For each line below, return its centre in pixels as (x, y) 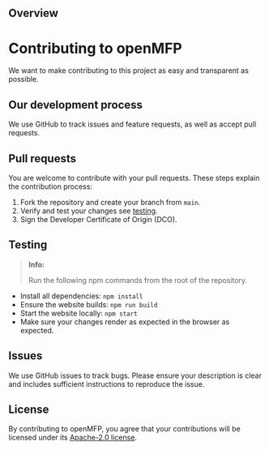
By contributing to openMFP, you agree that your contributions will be (124, 429)
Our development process (76, 105)
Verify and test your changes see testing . (89, 211)
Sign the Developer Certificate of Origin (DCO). (98, 219)
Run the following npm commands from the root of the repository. (138, 280)
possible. (23, 79)
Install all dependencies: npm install (81, 296)
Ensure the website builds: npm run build (89, 304)
